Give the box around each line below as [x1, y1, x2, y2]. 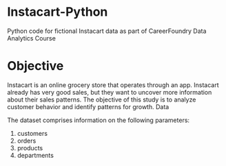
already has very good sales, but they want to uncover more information [7, 88, 212, 96]
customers [17, 129, 48, 137]
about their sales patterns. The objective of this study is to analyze [7, 95, 196, 104]
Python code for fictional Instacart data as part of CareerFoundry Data [7, 27, 207, 35]
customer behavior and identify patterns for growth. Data [7, 102, 169, 110]
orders [17, 137, 37, 145]
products [17, 143, 43, 152]
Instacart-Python [7, 4, 108, 20]
